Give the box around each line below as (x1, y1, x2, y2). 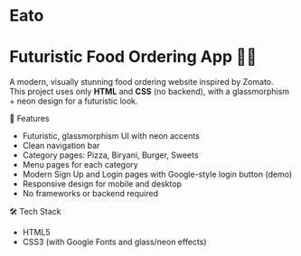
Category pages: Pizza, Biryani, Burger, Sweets (22, 150, 199, 160)
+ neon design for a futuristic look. (9, 96, 138, 106)
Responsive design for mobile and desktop (22, 178, 183, 189)
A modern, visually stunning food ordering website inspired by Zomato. (9, 77, 274, 87)
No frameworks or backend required (22, 188, 158, 199)
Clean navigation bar (22, 141, 100, 151)
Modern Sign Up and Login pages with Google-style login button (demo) (22, 169, 293, 180)
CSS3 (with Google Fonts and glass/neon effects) (22, 236, 207, 248)
